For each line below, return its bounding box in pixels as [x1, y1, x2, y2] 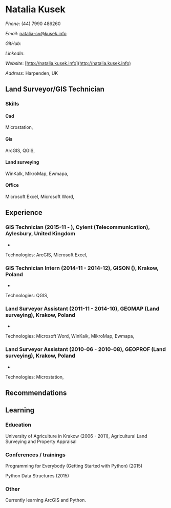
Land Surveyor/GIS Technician [5, 85, 105, 94]
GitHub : [5, 40, 22, 47]
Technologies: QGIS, [5, 293, 49, 299]
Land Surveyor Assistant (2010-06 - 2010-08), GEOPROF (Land [5, 346, 166, 353]
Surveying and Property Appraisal [5, 438, 77, 445]
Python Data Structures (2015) [5, 473, 69, 479]
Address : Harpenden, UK [5, 70, 58, 76]
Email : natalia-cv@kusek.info [5, 30, 67, 36]
